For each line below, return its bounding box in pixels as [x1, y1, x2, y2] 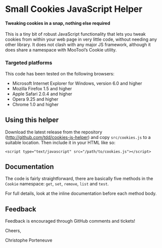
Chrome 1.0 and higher [12, 101, 59, 107]
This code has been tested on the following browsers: [5, 70, 115, 76]
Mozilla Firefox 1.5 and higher [12, 85, 73, 91]
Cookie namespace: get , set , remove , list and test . [5, 181, 109, 187]
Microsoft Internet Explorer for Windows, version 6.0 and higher [12, 80, 142, 86]
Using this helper [5, 116, 59, 124]
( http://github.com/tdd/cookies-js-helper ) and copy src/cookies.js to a [5, 134, 151, 140]
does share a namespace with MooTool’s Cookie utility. [5, 47, 117, 53]
